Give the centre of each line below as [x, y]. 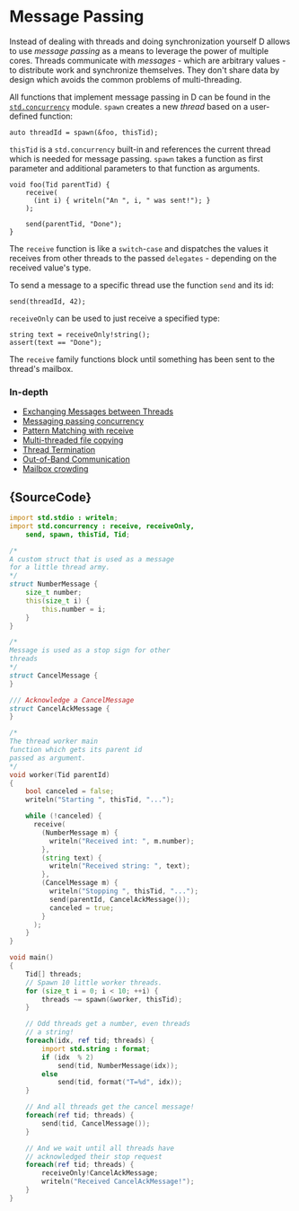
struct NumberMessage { [54, 584]
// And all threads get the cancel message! [110, 1107]
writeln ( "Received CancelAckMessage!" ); [118, 1182]
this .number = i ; [74, 609]
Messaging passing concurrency [83, 421]
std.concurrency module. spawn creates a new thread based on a [129, 106]
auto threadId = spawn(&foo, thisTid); [84, 132]
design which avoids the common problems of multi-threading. [126, 79]
